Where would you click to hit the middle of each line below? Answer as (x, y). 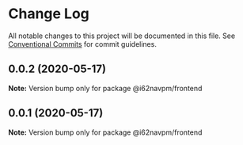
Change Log (49, 14)
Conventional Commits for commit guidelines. (82, 44)
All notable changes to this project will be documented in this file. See (122, 36)
